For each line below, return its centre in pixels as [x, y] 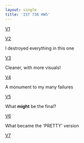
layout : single [21, 10]
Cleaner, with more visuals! [33, 67]
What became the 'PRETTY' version [42, 125]
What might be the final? [31, 106]
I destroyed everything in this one [40, 48]
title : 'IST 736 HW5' [28, 14]
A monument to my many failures [39, 87]
